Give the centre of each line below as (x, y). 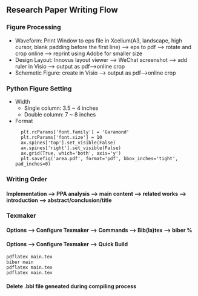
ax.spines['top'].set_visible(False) (68, 143)
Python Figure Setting (39, 89)
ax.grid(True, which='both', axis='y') (71, 153)
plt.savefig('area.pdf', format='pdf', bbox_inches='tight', (100, 158)
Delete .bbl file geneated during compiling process (71, 286)
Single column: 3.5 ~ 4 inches (61, 108)
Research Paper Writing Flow (62, 10)
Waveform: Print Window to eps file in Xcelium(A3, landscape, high (99, 40)
